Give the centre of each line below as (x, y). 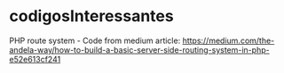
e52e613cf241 (35, 59)
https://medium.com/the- (229, 40)
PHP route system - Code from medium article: (95, 40)
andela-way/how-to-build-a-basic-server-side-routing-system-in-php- (139, 49)
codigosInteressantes (92, 16)
